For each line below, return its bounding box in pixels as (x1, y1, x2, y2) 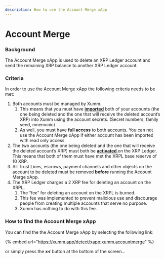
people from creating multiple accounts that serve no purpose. (19, 200, 147, 206)
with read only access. (19, 138, 66, 144)
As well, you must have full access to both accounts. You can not (19, 127, 153, 133)
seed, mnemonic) (19, 122, 55, 128)
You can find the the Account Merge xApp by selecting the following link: (5, 229, 154, 235)
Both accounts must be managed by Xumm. (12, 101, 102, 107)
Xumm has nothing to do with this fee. (19, 206, 97, 212)
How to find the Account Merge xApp (5, 218, 96, 225)
